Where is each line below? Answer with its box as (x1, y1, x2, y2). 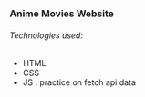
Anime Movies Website (9, 7, 114, 20)
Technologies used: (9, 30, 84, 41)
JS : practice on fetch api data (22, 77, 137, 88)
